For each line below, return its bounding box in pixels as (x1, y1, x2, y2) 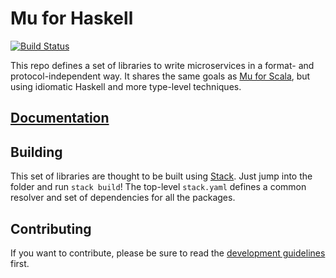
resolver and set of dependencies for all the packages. (10, 192, 236, 204)
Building (10, 143, 63, 161)
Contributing (10, 220, 92, 237)
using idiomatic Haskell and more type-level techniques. (10, 80, 242, 92)
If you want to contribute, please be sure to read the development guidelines (10, 247, 326, 259)
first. (10, 257, 30, 269)
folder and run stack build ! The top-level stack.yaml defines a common (10, 181, 307, 193)
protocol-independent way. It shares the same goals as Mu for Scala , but (10, 70, 311, 82)
